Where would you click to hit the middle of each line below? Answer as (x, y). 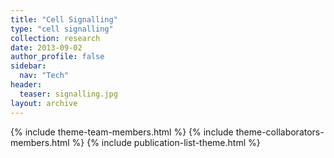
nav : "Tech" (44, 76)
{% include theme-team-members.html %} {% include (122, 132)
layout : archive (44, 103)
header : (26, 85)
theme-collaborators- (280, 132)
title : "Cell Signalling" (64, 19)
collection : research (55, 38)
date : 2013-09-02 (46, 47)
